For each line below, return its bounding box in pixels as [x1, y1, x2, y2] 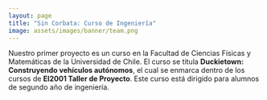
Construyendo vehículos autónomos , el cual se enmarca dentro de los [8, 66, 245, 75]
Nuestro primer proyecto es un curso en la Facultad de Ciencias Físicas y [8, 49, 252, 58]
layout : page [8, 11, 52, 20]
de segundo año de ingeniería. [8, 82, 110, 92]
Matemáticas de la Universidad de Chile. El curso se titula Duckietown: [8, 57, 244, 66]
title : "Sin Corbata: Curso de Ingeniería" [8, 19, 157, 27]
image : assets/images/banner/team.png [8, 26, 138, 34]
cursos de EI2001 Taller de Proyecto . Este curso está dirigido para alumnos [8, 74, 260, 84]
